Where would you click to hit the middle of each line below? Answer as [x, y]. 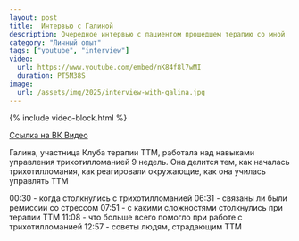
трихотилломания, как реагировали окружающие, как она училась [137, 171]
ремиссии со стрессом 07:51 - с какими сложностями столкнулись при [146, 207]
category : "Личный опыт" [55, 42]
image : [21, 84]
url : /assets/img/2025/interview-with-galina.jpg [111, 92]
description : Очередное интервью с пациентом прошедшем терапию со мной [147, 34]
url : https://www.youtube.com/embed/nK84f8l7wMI [109, 68]
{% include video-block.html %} [68, 118]
